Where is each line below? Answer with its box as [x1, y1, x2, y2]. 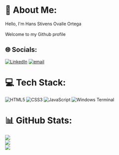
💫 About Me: [5, 4, 57, 16]
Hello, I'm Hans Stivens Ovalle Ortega [5, 21, 81, 27]
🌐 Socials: [5, 45, 38, 54]
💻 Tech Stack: [5, 77, 66, 88]
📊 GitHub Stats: [5, 115, 73, 126]
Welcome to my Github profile [5, 31, 66, 37]
